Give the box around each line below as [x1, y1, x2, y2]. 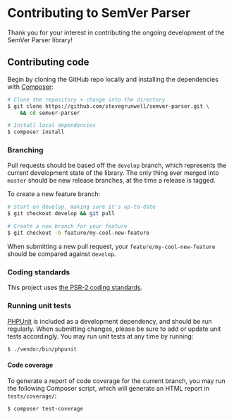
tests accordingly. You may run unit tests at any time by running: [7, 332, 194, 340]
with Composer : [7, 83, 54, 91]
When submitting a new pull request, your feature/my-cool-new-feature [7, 242, 216, 250]
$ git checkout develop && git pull [7, 210, 115, 217]
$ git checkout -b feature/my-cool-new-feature [7, 229, 150, 237]
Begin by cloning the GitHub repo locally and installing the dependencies [7, 75, 218, 83]
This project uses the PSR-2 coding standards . [7, 284, 143, 292]
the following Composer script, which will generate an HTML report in [7, 384, 210, 392]
